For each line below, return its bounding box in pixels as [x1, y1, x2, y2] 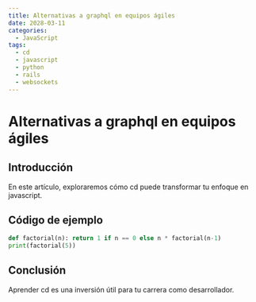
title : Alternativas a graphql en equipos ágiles [8, 11, 176, 20]
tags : [8, 41, 26, 49]
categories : [8, 26, 48, 34]
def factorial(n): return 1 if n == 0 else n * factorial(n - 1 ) [8, 234, 222, 242]
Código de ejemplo [8, 213, 103, 226]
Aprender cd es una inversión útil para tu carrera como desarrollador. [8, 285, 235, 294]
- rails [15, 71, 41, 79]
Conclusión [8, 264, 67, 277]
